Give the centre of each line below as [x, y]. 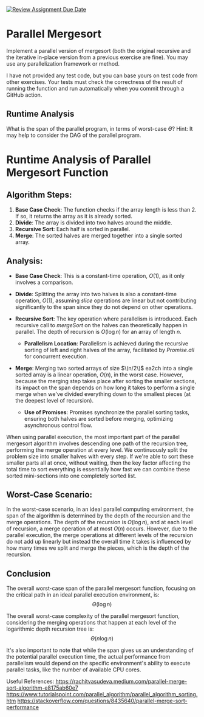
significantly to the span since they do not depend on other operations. [104, 307]
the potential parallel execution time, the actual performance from [88, 657]
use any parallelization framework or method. [63, 63]
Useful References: [30, 682]
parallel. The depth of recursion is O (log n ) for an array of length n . [98, 331]
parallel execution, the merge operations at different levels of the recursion [100, 535]
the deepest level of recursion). [54, 400]
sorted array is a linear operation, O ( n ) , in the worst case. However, [99, 375]
